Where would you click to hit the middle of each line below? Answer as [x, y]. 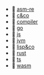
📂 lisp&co [23, 47]
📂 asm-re [23, 9]
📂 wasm [21, 66]
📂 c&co [20, 15]
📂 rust [19, 53]
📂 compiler [25, 22]
